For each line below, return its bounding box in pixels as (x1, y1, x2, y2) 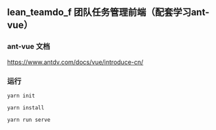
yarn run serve (7, 116, 51, 123)
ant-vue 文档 (7, 42, 50, 52)
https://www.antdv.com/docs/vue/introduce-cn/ (7, 58, 144, 66)
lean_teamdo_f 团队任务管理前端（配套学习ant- (7, 6, 210, 19)
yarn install (7, 104, 45, 111)
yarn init (7, 92, 36, 99)
